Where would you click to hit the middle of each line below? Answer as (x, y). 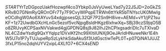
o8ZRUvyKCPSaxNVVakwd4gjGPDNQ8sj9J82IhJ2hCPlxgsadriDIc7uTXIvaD (82, 28)
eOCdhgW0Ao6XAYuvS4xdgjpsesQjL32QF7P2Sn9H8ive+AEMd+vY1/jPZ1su (83, 17)
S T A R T (12, 7)
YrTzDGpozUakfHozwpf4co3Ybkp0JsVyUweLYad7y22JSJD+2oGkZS (90, 7)
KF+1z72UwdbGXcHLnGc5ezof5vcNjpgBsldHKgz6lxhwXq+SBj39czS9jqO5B (83, 23)
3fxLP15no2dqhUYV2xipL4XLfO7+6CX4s (48, 43)
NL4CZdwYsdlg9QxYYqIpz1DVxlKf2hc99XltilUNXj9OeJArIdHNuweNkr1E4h (82, 33)
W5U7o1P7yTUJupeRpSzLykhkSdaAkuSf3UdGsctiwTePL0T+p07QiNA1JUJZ (83, 38)
